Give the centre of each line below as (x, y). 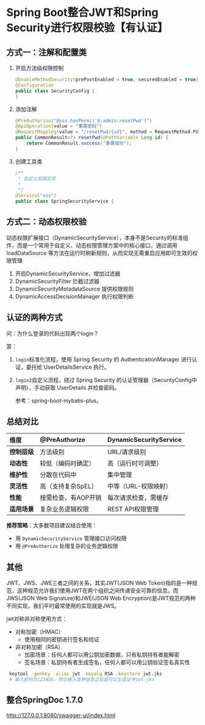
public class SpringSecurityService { (64, 201)
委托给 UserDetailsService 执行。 (68, 367)
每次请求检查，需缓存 (138, 498)
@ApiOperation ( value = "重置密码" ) (59, 126)
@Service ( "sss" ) (36, 196)
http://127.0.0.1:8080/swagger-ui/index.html (61, 715)
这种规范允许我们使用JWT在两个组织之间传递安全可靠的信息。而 (98, 591)
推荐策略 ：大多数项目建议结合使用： (52, 525)
